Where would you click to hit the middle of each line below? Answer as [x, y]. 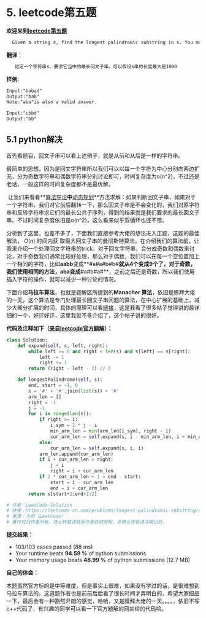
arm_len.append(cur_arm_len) [76, 454]
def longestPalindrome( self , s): [60, 380]
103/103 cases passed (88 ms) [54, 547]
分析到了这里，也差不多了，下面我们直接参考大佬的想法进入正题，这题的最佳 [103, 233]
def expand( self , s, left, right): [63, 346]
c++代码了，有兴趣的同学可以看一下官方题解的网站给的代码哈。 [87, 608]
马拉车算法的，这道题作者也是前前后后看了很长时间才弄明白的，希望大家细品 [103, 593]
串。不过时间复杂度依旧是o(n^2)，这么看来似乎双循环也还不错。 [87, 220]
